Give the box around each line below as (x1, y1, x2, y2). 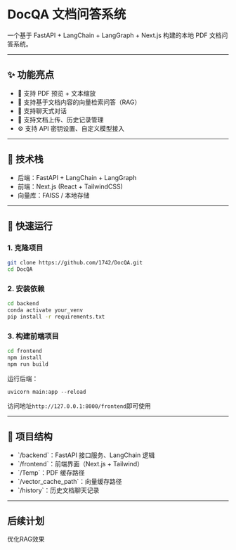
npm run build (7, 360, 49, 368)
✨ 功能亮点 (7, 69, 55, 81)
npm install (7, 354, 42, 362)
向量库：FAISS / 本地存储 (17, 191, 90, 199)
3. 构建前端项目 (7, 331, 60, 341)
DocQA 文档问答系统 (7, 6, 126, 23)
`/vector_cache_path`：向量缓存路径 (17, 477, 122, 485)
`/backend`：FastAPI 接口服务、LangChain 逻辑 (17, 451, 155, 459)
